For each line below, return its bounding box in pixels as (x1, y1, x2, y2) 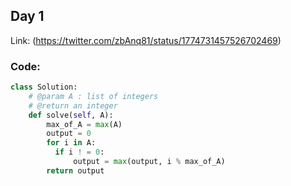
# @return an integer (28, 100, 118, 111)
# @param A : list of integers (28, 91, 159, 101)
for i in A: (46, 138, 97, 148)
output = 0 (46, 129, 92, 139)
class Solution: (10, 82, 78, 93)
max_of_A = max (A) (46, 119, 123, 129)
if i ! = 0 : (54, 147, 105, 158)
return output (46, 165, 105, 176)
